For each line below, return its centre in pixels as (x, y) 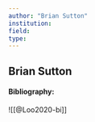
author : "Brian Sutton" (48, 16)
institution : (30, 23)
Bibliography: (31, 92)
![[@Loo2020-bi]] (37, 109)
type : (17, 38)
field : (19, 31)
